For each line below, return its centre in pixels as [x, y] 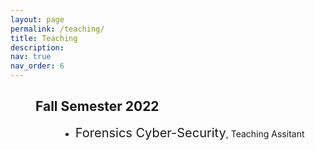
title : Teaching [44, 38]
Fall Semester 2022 [97, 106]
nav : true [31, 57]
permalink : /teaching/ [57, 29]
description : [37, 47]
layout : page [37, 19]
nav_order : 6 [37, 66]
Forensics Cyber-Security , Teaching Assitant [189, 132]
